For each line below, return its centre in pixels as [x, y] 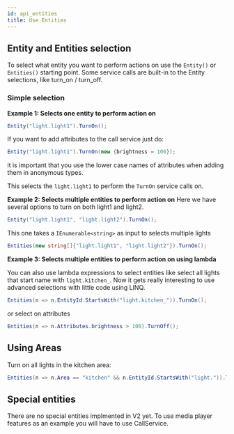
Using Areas [34, 348]
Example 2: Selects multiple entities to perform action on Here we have [112, 200]
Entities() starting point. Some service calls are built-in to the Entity [106, 72]
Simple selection [36, 98]
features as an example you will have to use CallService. [88, 424]
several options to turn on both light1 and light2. [76, 207]
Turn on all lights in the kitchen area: [59, 365]
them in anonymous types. [45, 173]
